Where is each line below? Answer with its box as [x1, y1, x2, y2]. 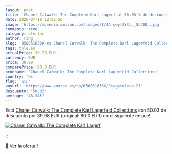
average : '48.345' [5, 93, 45, 98]
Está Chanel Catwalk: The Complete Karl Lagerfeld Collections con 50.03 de [5, 107, 166, 113]
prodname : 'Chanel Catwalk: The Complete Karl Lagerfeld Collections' [5, 70, 159, 75]
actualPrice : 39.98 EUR [5, 50, 56, 55]
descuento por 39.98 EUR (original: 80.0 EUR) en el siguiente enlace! [5, 113, 151, 119]
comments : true [5, 27, 38, 32]
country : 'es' [5, 74, 36, 79]
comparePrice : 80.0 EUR [5, 64, 56, 70]
